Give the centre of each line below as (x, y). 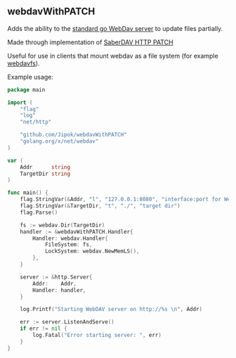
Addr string (45, 167)
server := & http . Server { (56, 277)
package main (26, 90)
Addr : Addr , (55, 283)
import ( (20, 102)
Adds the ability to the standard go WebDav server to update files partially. (115, 28)
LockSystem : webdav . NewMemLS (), (92, 251)
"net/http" (36, 122)
